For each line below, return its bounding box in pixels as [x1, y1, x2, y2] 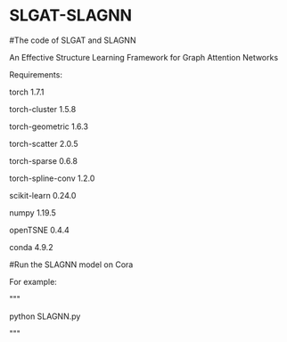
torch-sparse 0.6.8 [9, 155, 78, 166]
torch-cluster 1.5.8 [9, 103, 77, 114]
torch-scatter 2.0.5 [9, 138, 78, 149]
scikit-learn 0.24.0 [9, 190, 77, 200]
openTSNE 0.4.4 [9, 224, 70, 235]
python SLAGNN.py [9, 311, 81, 322]
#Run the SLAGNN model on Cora [9, 259, 134, 270]
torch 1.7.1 [9, 86, 45, 97]
